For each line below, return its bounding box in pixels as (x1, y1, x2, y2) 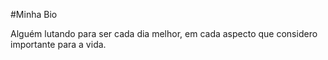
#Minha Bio (10, 9, 58, 20)
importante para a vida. (10, 39, 107, 50)
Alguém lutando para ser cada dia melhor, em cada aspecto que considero (10, 28, 318, 39)
